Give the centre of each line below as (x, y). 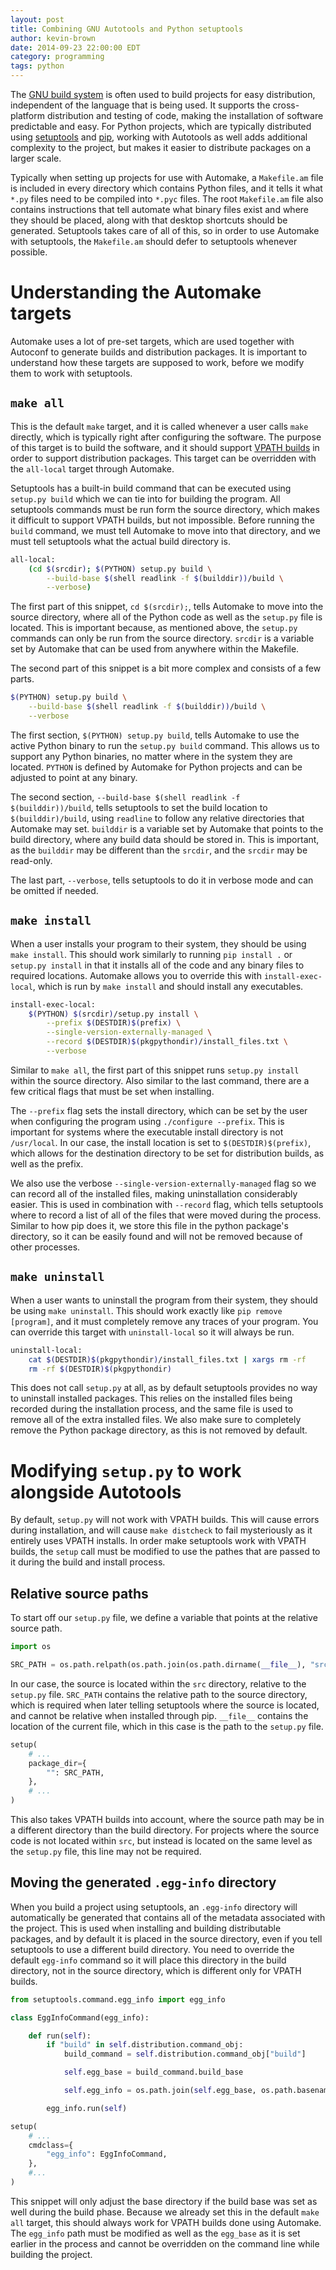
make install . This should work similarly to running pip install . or (151, 954)
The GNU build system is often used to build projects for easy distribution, (163, 94)
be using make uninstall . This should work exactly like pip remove (146, 1310)
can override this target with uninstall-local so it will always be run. (152, 1332)
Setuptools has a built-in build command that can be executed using (151, 488)
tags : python (37, 66)
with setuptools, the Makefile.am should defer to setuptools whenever (154, 241)
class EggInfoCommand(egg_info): (80, 2017)
